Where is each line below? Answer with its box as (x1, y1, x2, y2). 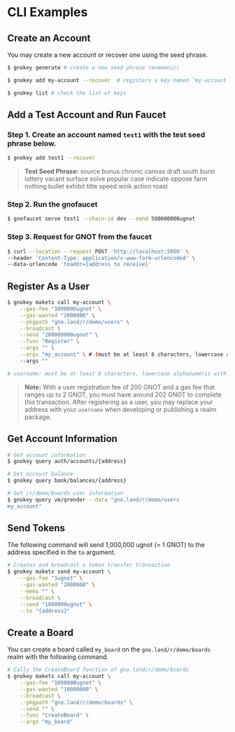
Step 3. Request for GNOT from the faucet (7, 232, 152, 242)
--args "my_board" (20, 719, 73, 726)
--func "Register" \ (20, 338, 80, 345)
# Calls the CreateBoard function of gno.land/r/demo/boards (7, 666, 190, 673)
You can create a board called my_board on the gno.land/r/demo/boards (7, 645, 211, 654)
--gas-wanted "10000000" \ (20, 686, 99, 693)
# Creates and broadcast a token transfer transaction (7, 562, 171, 569)
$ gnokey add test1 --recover (7, 155, 96, 162)
